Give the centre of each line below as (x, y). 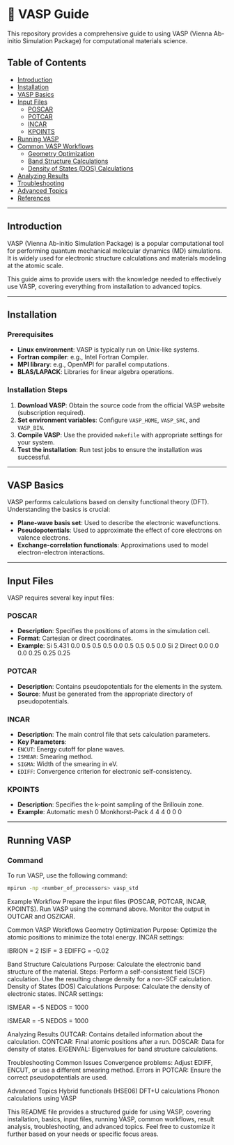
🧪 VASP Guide (48, 14)
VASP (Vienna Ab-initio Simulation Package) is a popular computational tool (116, 243)
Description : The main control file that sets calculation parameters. (114, 735)
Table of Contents (47, 63)
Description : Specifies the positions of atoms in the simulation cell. (114, 631)
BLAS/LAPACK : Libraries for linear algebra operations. (95, 372)
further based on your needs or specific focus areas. (83, 1134)
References (34, 198)
